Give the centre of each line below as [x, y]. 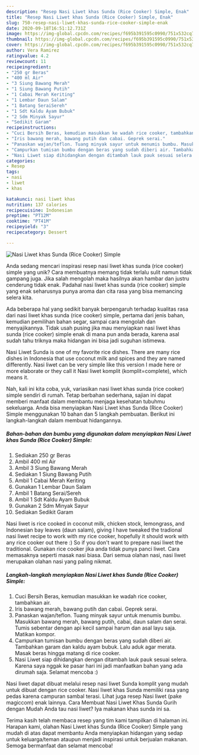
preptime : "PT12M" [29, 216]
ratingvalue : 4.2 [28, 56]
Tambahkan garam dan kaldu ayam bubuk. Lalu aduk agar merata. [95, 647]
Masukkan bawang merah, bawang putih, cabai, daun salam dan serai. [101, 621]
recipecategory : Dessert [37, 232]
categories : [21, 161]
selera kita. [20, 297]
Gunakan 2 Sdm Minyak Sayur [52, 506]
